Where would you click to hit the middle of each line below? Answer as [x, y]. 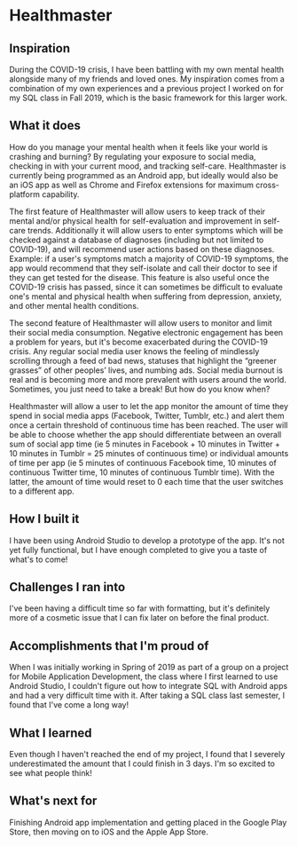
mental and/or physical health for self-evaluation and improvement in [135, 221]
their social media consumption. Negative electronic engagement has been [146, 332]
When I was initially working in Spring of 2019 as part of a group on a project [149, 668]
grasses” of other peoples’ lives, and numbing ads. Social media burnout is [146, 370]
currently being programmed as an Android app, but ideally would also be [144, 175]
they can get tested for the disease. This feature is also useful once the [139, 277]
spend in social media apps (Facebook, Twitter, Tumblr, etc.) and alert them [147, 415]
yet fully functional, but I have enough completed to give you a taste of [138, 550]
